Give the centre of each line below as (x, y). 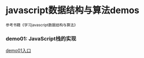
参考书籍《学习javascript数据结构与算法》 (42, 25)
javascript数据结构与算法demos (73, 10)
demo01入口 (18, 50)
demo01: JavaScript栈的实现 (41, 38)
